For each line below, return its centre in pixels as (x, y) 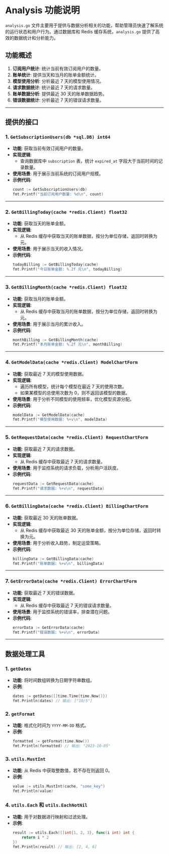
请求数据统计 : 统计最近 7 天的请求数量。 (54, 87)
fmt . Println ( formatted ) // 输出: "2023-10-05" (61, 746)
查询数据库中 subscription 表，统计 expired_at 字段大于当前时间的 (89, 161)
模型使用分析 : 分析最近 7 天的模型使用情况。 (58, 81)
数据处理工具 (25, 654)
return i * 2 (35, 838)
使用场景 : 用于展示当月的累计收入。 (49, 324)
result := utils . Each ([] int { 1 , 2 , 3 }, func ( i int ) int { (73, 833)
